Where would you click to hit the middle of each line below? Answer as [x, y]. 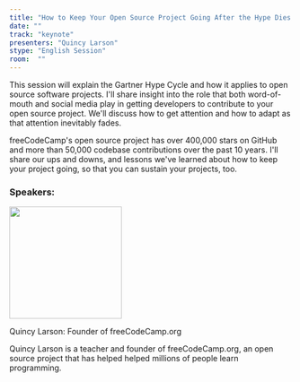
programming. [35, 368]
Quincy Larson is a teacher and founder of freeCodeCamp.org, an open [141, 349]
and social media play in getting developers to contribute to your [154, 104]
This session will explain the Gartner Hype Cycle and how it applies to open [149, 85]
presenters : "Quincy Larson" [64, 43]
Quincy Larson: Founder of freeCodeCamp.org [96, 332]
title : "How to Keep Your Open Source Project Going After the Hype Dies [150, 17]
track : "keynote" [42, 34]
